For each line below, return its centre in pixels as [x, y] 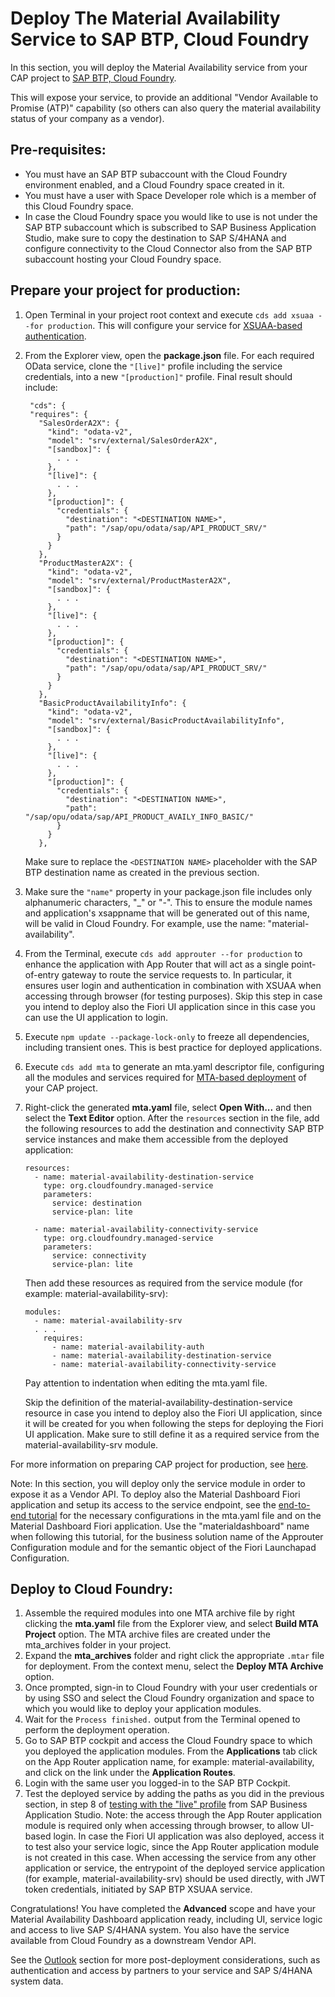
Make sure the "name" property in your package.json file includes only [168, 891]
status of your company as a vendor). [87, 118]
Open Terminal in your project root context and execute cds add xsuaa [169, 314]
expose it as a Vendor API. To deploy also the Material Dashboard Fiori [155, 1494]
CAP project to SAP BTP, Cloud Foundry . [93, 78]
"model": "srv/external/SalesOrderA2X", [132, 440]
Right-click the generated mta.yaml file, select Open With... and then [168, 1107]
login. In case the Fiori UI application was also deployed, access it [189, 1836]
